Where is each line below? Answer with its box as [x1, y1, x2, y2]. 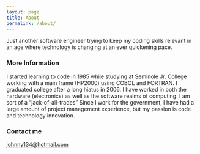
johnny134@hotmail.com [6, 141, 69, 148]
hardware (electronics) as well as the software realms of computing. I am [6, 92, 190, 100]
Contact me [6, 127, 42, 135]
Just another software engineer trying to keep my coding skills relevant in [6, 37, 192, 45]
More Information [6, 59, 59, 67]
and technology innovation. [6, 111, 75, 119]
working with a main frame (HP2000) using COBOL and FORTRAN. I [6, 79, 177, 86]
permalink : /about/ [6, 20, 56, 26]
